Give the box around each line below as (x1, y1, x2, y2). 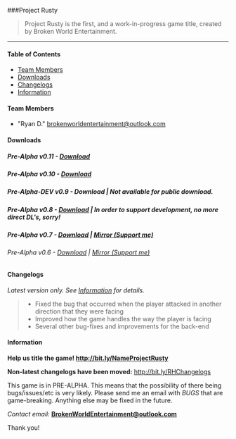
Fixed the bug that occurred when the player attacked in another (34, 299, 222, 308)
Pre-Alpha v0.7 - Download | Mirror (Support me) (7, 230, 154, 239)
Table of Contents (7, 49, 61, 58)
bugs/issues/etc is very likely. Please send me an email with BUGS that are (7, 388, 223, 397)
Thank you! (7, 423, 40, 432)
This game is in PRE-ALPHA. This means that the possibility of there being (7, 381, 222, 390)
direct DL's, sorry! (7, 213, 61, 221)
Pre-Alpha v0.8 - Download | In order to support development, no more (7, 205, 219, 214)
